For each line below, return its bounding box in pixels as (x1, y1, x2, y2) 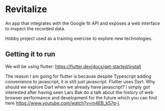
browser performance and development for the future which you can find (5, 94, 157, 100)
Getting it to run (5, 50, 55, 59)
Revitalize (5, 4, 47, 15)
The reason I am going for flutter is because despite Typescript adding (5, 73, 152, 79)
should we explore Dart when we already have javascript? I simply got (5, 84, 150, 90)
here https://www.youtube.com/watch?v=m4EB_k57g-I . (5, 100, 121, 106)
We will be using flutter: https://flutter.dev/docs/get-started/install (5, 63, 141, 69)
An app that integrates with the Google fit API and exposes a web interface (5, 20, 160, 26)
